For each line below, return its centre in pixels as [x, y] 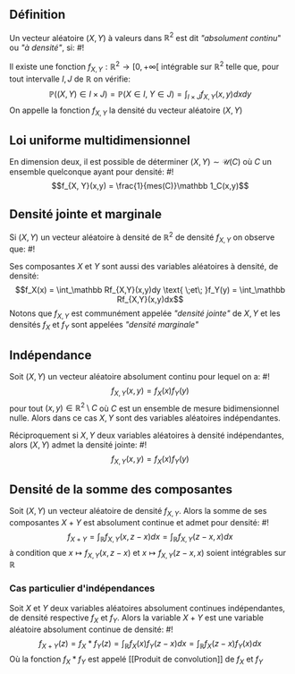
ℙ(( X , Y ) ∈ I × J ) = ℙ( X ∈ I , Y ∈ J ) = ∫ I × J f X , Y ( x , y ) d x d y [150, 95]
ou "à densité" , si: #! [47, 47]
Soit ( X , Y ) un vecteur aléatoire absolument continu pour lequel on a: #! [139, 376]
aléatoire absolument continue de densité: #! [92, 629]
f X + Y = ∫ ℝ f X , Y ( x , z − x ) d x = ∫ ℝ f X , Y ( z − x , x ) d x [150, 537]
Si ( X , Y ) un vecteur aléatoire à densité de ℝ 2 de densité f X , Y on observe [142, 237]
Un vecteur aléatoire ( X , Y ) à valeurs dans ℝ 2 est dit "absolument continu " [145, 37]
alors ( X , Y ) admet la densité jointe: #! [78, 445]
